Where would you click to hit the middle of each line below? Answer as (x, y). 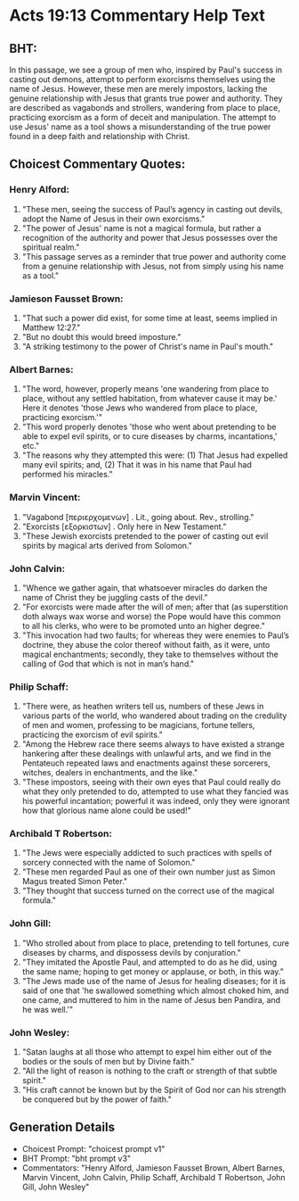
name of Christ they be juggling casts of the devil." (115, 597)
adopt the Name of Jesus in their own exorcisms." (113, 219)
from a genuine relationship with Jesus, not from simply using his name (153, 266)
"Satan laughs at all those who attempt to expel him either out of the (147, 1052)
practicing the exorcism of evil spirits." (92, 735)
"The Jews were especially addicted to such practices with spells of (147, 853)
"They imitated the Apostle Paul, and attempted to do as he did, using (149, 962)
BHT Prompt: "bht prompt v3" (77, 1158)
